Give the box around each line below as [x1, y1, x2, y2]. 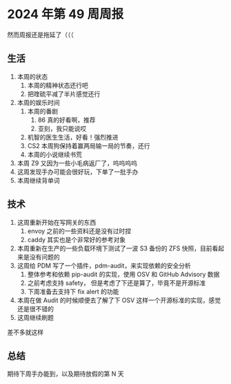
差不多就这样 [7, 328, 43, 336]
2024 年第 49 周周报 [7, 6, 124, 22]
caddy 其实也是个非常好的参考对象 [27, 235, 126, 244]
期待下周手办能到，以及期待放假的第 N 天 [7, 369, 124, 378]
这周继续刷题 [17, 313, 54, 322]
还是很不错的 [17, 304, 54, 313]
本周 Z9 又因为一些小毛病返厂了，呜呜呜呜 [17, 158, 138, 167]
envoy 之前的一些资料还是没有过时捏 [27, 226, 132, 235]
